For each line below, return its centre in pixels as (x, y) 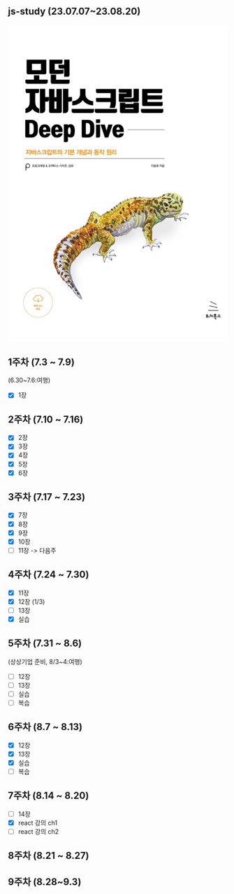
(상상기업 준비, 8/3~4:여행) (45, 661)
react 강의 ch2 (38, 831)
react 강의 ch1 (38, 823)
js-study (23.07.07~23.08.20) (74, 12)
